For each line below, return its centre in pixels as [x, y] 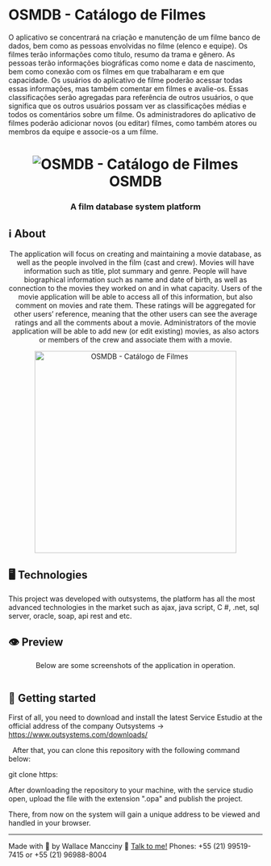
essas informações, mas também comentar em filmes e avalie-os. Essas [128, 88]
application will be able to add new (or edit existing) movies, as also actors [135, 331]
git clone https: [33, 775]
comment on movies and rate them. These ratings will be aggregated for [135, 305]
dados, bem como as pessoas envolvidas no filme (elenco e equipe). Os [128, 45]
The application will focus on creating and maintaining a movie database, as [135, 254]
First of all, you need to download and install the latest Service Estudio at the [135, 717]
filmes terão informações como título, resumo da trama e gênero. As [122, 54]
